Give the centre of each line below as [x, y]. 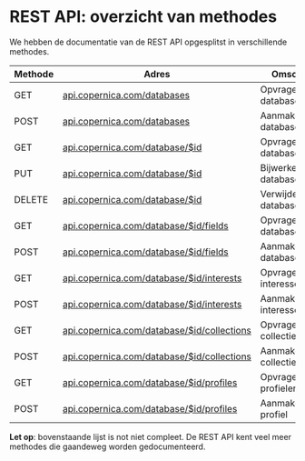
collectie [278, 362]
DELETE [31, 199]
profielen [279, 388]
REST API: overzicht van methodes [143, 17]
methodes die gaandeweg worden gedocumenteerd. [108, 446]
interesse [280, 309]
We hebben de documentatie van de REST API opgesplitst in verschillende [148, 42]
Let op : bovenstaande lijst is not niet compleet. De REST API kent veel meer [151, 436]
